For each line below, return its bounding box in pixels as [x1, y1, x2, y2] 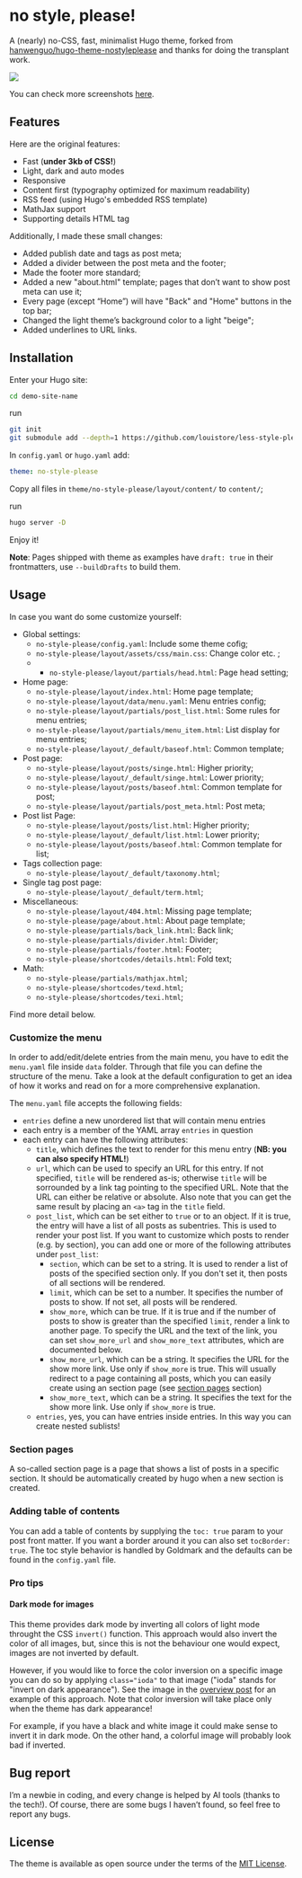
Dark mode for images [9, 1599, 94, 1609]
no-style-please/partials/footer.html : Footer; [35, 943, 212, 954]
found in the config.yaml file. [9, 1554, 117, 1564]
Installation [9, 350, 74, 366]
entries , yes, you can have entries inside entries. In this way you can [35, 1412, 292, 1422]
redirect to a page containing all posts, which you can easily [49, 1373, 271, 1384]
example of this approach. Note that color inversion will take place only [9, 1693, 272, 1704]
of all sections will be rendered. [49, 1278, 166, 1289]
